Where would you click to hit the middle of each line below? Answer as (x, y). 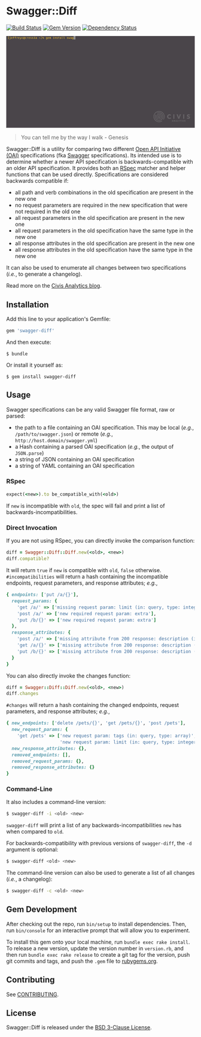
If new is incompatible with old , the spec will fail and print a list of (86, 506)
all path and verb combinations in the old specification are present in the (104, 192)
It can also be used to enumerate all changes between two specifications (96, 268)
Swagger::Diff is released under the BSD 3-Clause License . (79, 1027)
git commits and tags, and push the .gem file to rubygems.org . (82, 961)
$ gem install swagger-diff (41, 377)
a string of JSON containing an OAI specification (74, 459)
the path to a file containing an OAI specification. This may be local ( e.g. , (104, 427)
